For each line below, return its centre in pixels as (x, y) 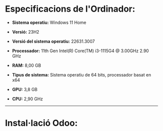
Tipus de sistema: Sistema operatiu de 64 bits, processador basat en (81, 75)
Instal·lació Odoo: (41, 123)
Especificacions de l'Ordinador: (70, 9)
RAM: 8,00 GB (26, 65)
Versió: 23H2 (26, 32)
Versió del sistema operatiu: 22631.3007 (53, 41)
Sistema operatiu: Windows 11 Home (49, 22)
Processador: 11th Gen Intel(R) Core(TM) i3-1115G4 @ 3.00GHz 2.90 (80, 51)
